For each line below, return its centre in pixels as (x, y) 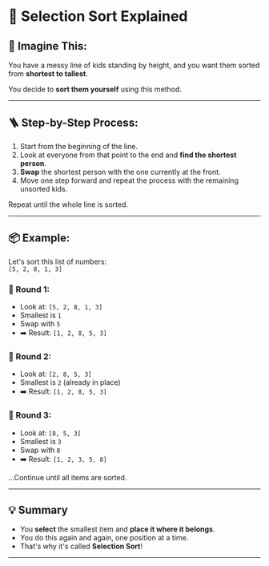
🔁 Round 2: (30, 356)
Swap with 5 (40, 323)
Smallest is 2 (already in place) (70, 382)
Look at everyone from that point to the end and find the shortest (128, 155)
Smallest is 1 (40, 315)
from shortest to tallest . (48, 74)
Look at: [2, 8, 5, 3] (56, 374)
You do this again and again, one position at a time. (104, 538)
